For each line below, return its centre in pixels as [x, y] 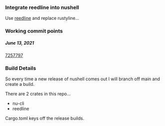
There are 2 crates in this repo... [38, 94]
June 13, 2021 [20, 43]
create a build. [20, 84]
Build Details [21, 68]
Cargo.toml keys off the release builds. [45, 119]
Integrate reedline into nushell [42, 7]
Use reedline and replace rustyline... [42, 18]
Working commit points [34, 31]
